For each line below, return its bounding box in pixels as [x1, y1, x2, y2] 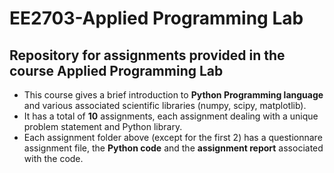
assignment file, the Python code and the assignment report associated [23, 142, 324, 154]
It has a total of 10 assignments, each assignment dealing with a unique [23, 110, 319, 122]
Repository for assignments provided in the [9, 47, 286, 64]
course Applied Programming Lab [9, 62, 224, 79]
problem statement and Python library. [23, 121, 183, 132]
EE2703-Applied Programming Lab [9, 7, 304, 30]
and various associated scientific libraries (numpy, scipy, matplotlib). [23, 100, 307, 111]
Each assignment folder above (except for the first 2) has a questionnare [23, 132, 323, 143]
